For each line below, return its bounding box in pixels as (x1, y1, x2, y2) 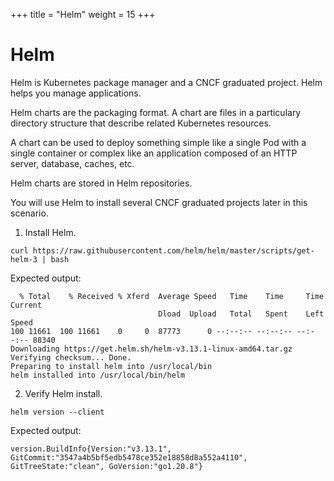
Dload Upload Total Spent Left (158, 309, 325, 319)
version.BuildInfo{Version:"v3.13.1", (10, 444, 172, 454)
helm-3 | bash (10, 254, 70, 264)
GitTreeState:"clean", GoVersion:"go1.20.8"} (10, 461, 203, 471)
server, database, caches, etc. (10, 157, 135, 169)
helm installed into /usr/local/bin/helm (10, 370, 186, 380)
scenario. (10, 207, 49, 219)
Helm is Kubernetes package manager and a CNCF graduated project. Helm (10, 76, 323, 88)
